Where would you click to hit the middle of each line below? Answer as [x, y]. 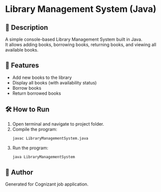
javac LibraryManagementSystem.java [50, 138]
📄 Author [19, 172]
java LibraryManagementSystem [44, 157]
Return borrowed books [37, 93]
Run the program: [30, 148]
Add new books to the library [42, 77]
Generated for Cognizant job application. [47, 184]
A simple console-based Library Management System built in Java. [74, 39]
